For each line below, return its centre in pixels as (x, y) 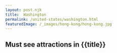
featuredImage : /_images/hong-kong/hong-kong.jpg (59, 24)
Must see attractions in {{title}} (56, 44)
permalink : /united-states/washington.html (52, 19)
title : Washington (26, 15)
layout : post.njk (24, 10)
